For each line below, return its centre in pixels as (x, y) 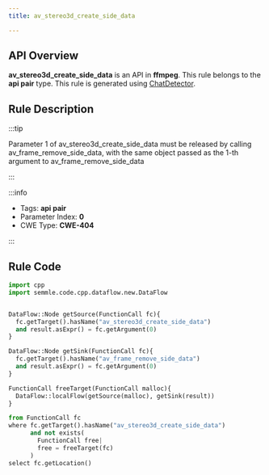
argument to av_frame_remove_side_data (76, 162)
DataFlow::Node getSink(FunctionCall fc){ (81, 351)
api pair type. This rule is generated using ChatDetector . (102, 84)
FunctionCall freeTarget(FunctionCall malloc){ (90, 389)
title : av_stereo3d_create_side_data (72, 16)
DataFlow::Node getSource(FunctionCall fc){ (84, 314)
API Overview (44, 56)
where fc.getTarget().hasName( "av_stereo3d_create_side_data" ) (117, 426)
